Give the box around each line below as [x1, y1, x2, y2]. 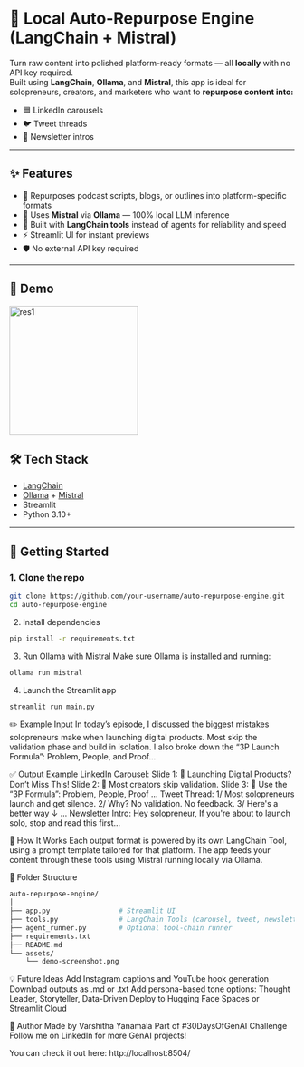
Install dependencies [22, 616, 101, 627]
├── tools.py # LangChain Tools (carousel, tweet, [9, 915, 261, 925]
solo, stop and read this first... [9, 817, 121, 828]
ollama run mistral [9, 668, 83, 677]
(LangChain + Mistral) [9, 27, 176, 48]
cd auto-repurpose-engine [9, 600, 107, 609]
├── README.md [9, 940, 63, 949]
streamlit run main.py [9, 702, 95, 711]
